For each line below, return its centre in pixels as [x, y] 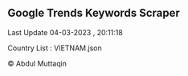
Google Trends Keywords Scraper [94, 13]
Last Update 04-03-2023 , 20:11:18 [65, 32]
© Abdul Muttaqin [37, 63]
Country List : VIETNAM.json [55, 48]
